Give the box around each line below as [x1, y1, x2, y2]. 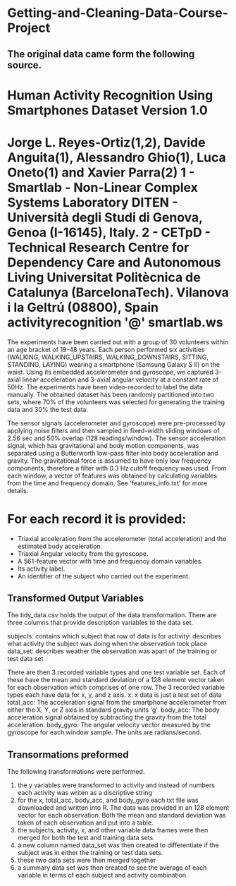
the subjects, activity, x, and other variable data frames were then [17, 826, 209, 835]
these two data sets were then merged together [17, 856, 156, 865]
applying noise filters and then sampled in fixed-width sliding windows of [7, 426, 220, 435]
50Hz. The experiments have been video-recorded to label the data [7, 382, 203, 391]
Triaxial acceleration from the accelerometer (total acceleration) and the [17, 534, 227, 542]
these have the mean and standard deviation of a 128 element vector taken [7, 676, 224, 684]
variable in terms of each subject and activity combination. [17, 871, 188, 880]
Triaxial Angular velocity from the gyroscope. [17, 549, 149, 558]
